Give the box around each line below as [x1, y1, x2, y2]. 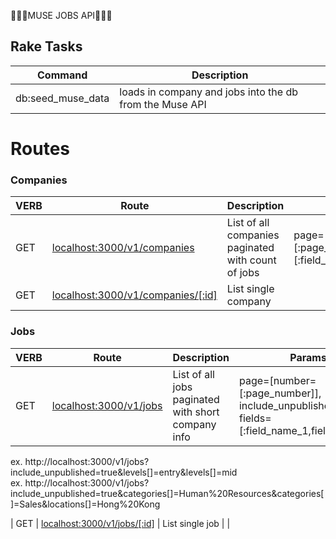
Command [37, 68, 88, 82]
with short [172, 405, 220, 419]
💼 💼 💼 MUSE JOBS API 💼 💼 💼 [10, 10, 113, 21]
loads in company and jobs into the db [119, 85, 298, 99]
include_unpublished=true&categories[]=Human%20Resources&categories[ [10, 487, 325, 499]
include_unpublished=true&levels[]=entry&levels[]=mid [10, 466, 238, 478]
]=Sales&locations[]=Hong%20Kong [10, 498, 161, 510]
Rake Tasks [10, 38, 83, 55]
